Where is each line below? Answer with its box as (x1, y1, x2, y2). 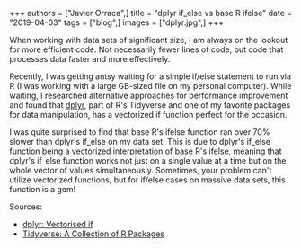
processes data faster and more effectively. (9, 54, 171, 64)
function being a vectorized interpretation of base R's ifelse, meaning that (9, 146, 282, 156)
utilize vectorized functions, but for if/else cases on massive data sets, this (9, 174, 286, 185)
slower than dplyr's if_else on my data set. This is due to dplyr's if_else (9, 137, 271, 146)
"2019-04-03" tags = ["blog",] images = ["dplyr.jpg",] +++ (9, 17, 225, 28)
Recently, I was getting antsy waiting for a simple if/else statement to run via (9, 71, 292, 82)
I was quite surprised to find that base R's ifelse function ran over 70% (9, 127, 270, 137)
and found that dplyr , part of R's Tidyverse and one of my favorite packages (9, 100, 291, 111)
